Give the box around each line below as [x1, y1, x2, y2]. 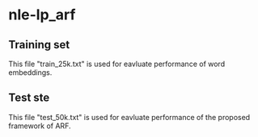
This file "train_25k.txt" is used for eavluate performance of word [8, 59, 225, 68]
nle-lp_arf [8, 6, 76, 24]
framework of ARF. [8, 121, 71, 131]
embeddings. [8, 68, 53, 77]
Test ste [8, 91, 50, 105]
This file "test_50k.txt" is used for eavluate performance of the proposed [8, 112, 251, 122]
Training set [8, 38, 70, 52]
